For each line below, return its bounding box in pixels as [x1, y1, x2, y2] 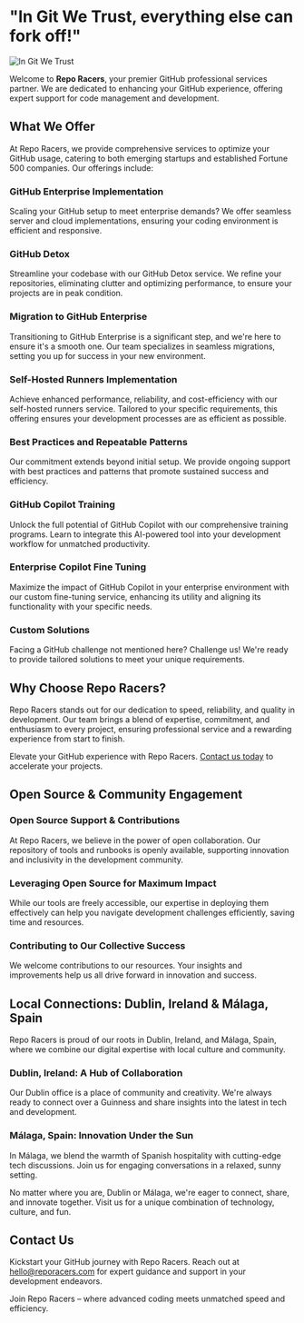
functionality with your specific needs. [9, 601, 152, 612]
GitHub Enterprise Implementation [9, 184, 164, 197]
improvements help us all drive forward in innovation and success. [9, 970, 257, 980]
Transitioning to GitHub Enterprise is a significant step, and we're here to [9, 331, 281, 342]
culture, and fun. [9, 1206, 72, 1217]
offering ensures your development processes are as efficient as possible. [9, 413, 288, 423]
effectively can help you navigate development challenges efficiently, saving [9, 907, 295, 918]
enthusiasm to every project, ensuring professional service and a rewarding [9, 723, 292, 734]
